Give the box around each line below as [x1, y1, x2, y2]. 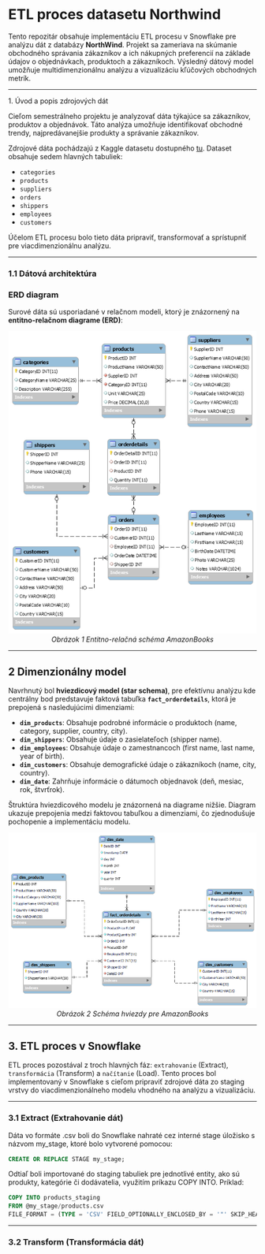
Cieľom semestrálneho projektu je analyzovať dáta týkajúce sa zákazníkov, [8, 111, 251, 121]
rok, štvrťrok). [19, 785, 65, 794]
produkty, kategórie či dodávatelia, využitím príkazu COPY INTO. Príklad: [8, 1178, 244, 1187]
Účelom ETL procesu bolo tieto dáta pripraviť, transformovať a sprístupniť [8, 233, 247, 242]
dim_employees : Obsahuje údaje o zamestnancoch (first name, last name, [19, 743, 256, 753]
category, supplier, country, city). [19, 727, 128, 736]
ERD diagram [8, 289, 59, 300]
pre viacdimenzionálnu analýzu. [8, 240, 112, 250]
